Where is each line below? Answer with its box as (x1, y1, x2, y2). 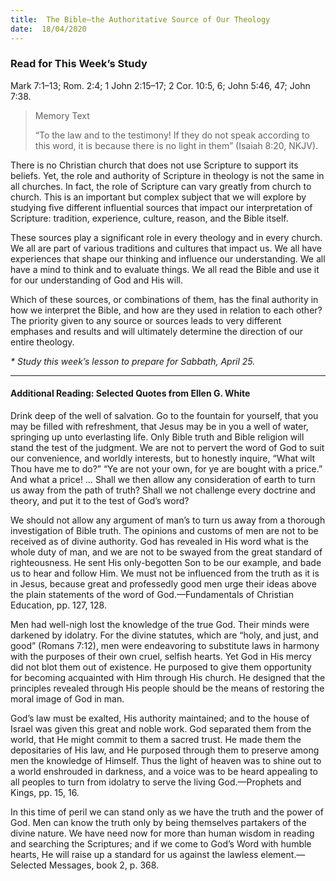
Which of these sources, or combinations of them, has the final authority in (10, 293, 319, 305)
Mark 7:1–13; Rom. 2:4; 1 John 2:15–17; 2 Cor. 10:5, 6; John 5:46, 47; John (10, 79, 311, 91)
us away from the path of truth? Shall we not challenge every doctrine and (10, 484, 316, 496)
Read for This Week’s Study (10, 57, 148, 71)
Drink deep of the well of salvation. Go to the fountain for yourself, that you (10, 410, 319, 421)
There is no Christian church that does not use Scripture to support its (10, 159, 299, 171)
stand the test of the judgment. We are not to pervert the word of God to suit (10, 442, 325, 453)
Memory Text (34, 109, 90, 121)
